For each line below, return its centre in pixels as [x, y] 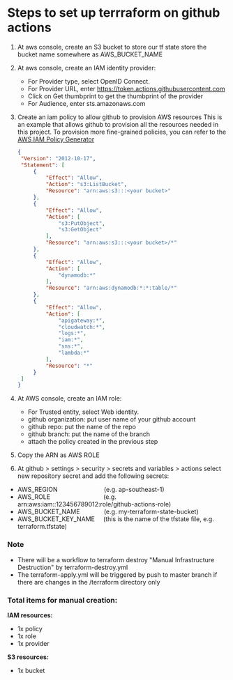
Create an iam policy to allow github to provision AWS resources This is [120, 117]
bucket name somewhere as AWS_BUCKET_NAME [90, 54]
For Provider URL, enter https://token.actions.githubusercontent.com [126, 88]
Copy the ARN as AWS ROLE [58, 455]
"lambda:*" [74, 353]
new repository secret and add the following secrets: [93, 476]
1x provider [33, 643]
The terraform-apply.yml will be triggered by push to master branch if [117, 574]
